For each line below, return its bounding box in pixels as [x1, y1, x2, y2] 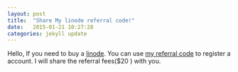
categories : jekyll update [7, 30, 87, 37]
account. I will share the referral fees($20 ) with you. [7, 57, 161, 66]
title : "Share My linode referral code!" [7, 17, 135, 24]
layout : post [7, 10, 46, 18]
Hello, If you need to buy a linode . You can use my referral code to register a [7, 49, 231, 58]
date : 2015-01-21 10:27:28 [7, 23, 94, 30]
